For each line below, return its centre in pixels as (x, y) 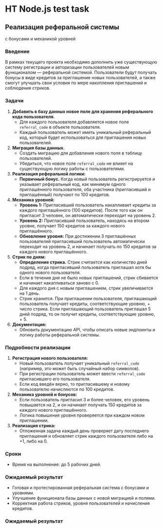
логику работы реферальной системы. (60, 335)
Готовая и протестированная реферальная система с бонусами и (81, 488)
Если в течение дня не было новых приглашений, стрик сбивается (89, 278)
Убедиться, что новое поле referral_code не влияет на (76, 163)
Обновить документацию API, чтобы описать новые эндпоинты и (87, 330)
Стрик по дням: (29, 257)
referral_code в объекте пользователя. (60, 127)
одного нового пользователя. (50, 272)
